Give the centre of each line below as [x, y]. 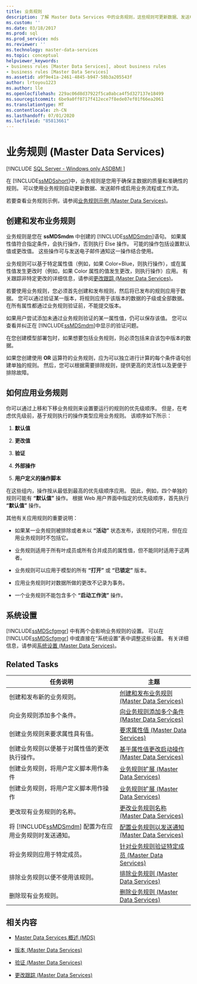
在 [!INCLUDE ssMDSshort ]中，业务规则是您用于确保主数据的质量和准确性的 [97, 181]
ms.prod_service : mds [33, 39]
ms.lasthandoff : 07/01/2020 [40, 115]
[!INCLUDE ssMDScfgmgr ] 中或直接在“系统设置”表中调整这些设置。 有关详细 [97, 638]
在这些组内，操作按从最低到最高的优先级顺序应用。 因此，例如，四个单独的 [97, 491]
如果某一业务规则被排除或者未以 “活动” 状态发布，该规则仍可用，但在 [98, 530]
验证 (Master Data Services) [48, 963]
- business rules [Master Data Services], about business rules [86, 66]
